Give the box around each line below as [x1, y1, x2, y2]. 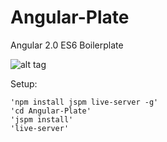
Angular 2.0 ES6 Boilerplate [10, 39, 124, 51]
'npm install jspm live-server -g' [10, 97, 159, 107]
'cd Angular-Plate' [10, 106, 92, 116]
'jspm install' [10, 114, 74, 125]
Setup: [10, 77, 38, 90]
